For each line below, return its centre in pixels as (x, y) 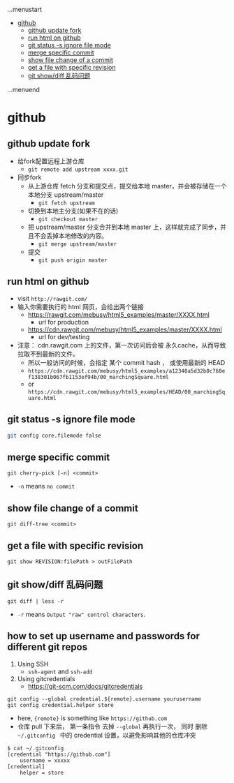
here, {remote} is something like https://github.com (92, 718)
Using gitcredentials (46, 678)
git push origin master (73, 260)
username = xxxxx (45, 760)
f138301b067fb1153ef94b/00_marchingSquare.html (98, 377)
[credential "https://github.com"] (59, 754)
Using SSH (33, 664)
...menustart (25, 9)
